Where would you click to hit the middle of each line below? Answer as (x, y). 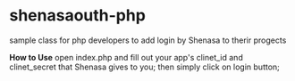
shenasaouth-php (77, 16)
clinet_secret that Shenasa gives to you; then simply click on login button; (144, 67)
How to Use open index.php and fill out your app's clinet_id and (126, 57)
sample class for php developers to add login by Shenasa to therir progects (148, 40)
